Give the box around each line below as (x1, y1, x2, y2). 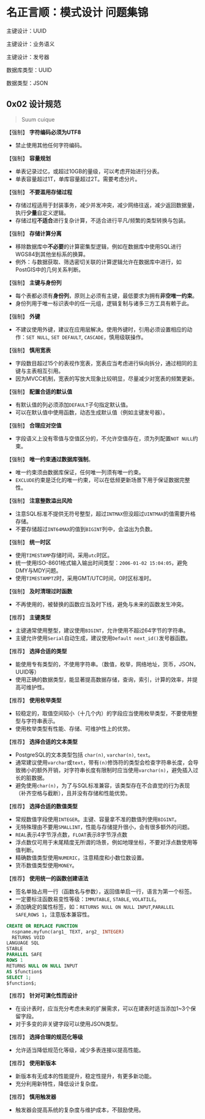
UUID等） (15, 668, 40, 676)
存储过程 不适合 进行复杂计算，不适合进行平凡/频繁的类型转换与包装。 (15, 216, 189, 224)
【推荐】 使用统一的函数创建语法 (6, 875, 89, 882)
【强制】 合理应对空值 (6, 421, 62, 429)
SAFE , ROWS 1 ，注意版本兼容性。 (15, 910, 93, 918)
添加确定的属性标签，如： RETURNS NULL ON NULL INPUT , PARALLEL (15, 903, 175, 910)
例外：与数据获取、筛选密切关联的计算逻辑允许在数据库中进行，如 (15, 258, 182, 265)
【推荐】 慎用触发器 (6, 1093, 56, 1101)
